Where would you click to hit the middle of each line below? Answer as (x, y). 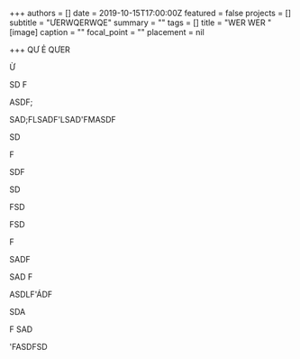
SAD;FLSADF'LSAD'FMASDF (63, 120)
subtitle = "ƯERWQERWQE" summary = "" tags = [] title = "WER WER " (141, 23)
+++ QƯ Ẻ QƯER (40, 50)
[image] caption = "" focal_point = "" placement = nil (107, 32)
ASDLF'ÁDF (31, 294)
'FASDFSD (28, 347)
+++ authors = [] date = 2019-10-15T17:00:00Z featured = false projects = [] (150, 13)
